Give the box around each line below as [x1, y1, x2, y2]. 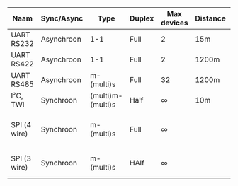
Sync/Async [40, 13, 84, 23]
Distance [194, 13, 226, 23]
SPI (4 [11, 120, 32, 129]
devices [160, 18, 188, 28]
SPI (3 [11, 153, 32, 163]
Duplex [130, 13, 154, 23]
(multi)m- [89, 91, 123, 100]
